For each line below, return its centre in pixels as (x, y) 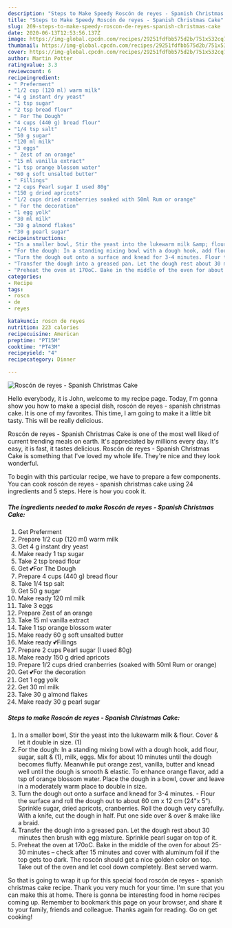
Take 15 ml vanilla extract (53, 620)
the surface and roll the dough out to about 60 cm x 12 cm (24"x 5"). (115, 800)
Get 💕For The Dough (47, 568)
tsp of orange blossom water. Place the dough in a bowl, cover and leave (121, 779)
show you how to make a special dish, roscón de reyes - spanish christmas (114, 406)
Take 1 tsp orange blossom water (65, 627)
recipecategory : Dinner (42, 359)
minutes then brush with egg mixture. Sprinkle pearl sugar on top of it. (117, 837)
